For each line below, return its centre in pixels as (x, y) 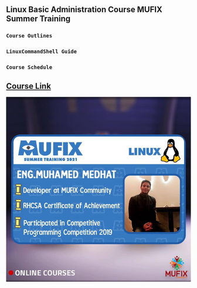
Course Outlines (29, 36)
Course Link (29, 86)
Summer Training (38, 19)
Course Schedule (29, 67)
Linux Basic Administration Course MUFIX (84, 10)
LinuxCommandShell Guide (42, 52)
